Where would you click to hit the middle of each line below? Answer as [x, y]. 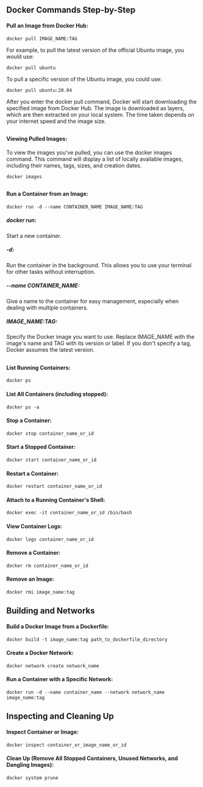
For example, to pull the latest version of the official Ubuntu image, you [95, 50]
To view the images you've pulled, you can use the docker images [89, 152]
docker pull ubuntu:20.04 [39, 90]
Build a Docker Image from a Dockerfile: [58, 627]
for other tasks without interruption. [51, 272]
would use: [20, 56]
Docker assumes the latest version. [51, 350]
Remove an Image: [30, 579]
